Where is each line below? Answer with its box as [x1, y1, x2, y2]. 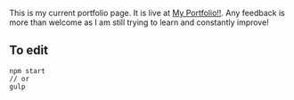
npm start [9, 66, 46, 75]
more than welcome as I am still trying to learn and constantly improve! [9, 17, 269, 28]
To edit [9, 43, 49, 58]
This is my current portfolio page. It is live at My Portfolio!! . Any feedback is [9, 8, 285, 18]
